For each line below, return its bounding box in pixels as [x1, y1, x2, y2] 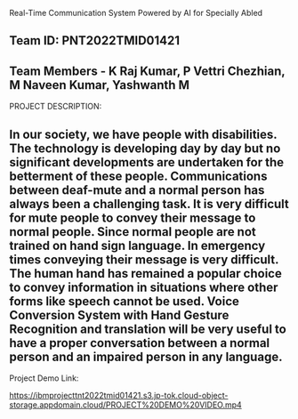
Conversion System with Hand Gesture [9, 307, 230, 323]
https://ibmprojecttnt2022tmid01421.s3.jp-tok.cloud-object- [9, 391, 229, 401]
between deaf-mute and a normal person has [9, 182, 265, 197]
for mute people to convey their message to [9, 210, 256, 225]
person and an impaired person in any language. [9, 349, 283, 364]
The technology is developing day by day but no [9, 141, 281, 156]
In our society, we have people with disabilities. [9, 126, 278, 141]
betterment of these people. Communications [9, 168, 268, 183]
